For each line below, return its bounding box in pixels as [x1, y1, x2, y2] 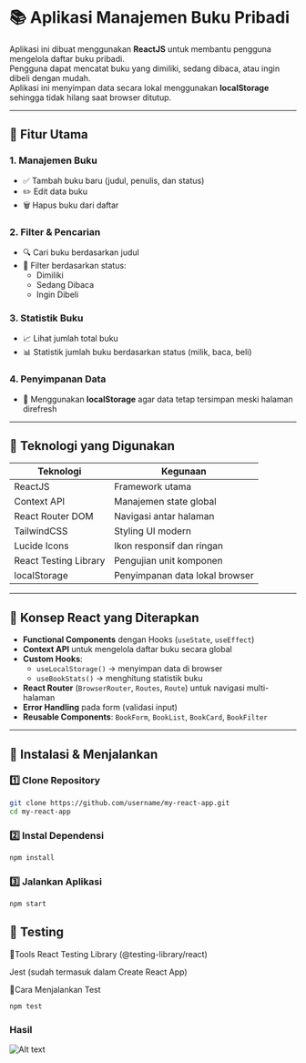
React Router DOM [14, 510, 94, 523]
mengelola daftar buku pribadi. [9, 53, 125, 64]
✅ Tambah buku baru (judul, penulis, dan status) [22, 175, 205, 186]
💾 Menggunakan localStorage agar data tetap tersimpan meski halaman [22, 394, 293, 404]
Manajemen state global [113, 496, 217, 508]
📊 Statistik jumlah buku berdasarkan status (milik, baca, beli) [22, 347, 252, 358]
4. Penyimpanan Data [9, 373, 107, 385]
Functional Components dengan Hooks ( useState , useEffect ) [22, 634, 255, 645]
